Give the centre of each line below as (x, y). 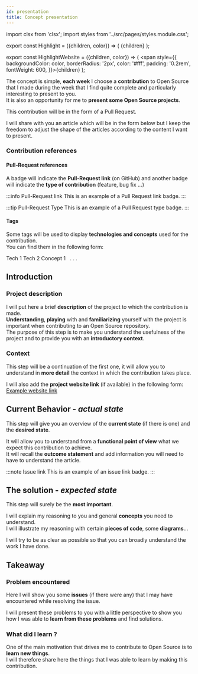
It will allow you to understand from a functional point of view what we (92, 441)
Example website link (32, 390)
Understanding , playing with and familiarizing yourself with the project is (97, 319)
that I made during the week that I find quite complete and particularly (91, 87)
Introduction (30, 277)
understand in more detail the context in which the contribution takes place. (99, 373)
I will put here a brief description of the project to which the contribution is (97, 306)
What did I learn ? (32, 634)
